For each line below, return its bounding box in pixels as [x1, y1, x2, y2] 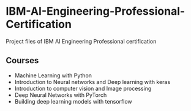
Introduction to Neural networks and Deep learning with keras [14, 78, 171, 85]
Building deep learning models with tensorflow [14, 98, 132, 105]
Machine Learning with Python [14, 72, 92, 79]
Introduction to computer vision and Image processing [14, 85, 152, 92]
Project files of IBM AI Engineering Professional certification [6, 37, 157, 45]
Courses [6, 55, 39, 66]
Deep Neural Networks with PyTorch [14, 91, 107, 99]
